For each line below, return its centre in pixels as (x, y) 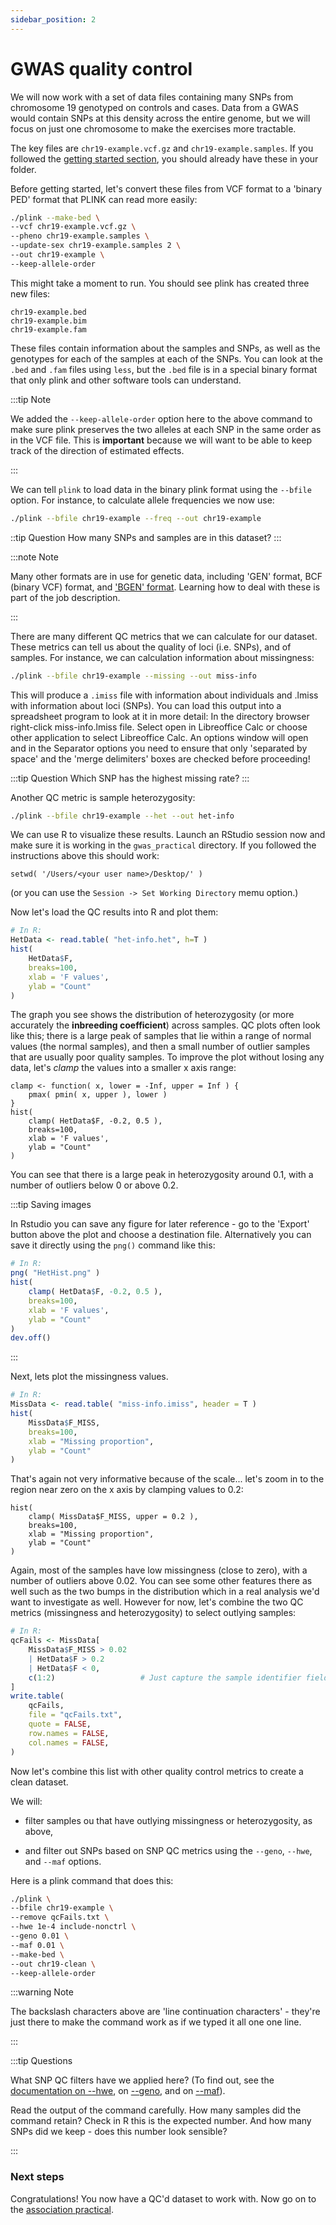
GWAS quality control (101, 68)
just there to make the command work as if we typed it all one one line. (156, 2022)
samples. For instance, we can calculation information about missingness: (162, 657)
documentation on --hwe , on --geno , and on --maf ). (118, 2091)
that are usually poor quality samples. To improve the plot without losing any (167, 1057)
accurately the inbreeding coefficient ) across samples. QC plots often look (165, 1025)
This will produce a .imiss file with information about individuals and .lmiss (164, 695)
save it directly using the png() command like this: (113, 1245)
